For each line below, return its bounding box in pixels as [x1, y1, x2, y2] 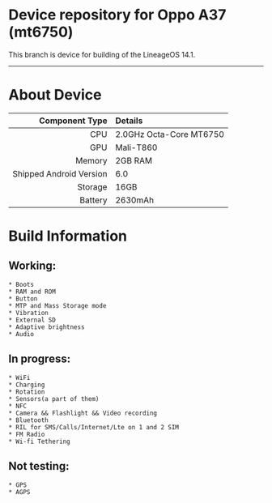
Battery [79, 194, 108, 206]
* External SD [8, 316, 57, 324]
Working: [8, 259, 57, 273]
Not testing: [8, 459, 70, 473]
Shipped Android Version [12, 168, 108, 179]
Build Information [8, 227, 128, 245]
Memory [75, 155, 108, 166]
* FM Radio [8, 430, 45, 438]
